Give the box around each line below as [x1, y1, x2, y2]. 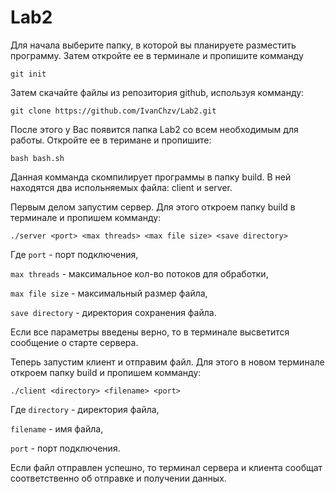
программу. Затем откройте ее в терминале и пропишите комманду [10, 49, 304, 61]
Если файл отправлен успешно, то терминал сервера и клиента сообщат [10, 461, 323, 473]
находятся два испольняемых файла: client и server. [10, 181, 233, 193]
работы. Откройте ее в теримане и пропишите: [10, 134, 212, 146]
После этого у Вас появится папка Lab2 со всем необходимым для [10, 123, 299, 135]
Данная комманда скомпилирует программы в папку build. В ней [10, 171, 292, 183]
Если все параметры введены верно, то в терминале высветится [10, 326, 290, 338]
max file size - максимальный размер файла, [10, 287, 208, 299]
